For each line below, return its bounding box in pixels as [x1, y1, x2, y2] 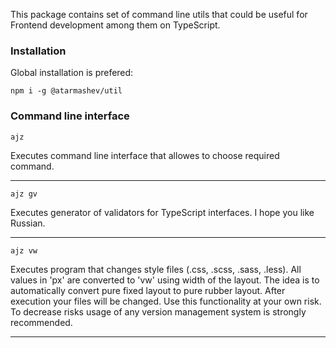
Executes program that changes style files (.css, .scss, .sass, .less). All [10, 263, 302, 275]
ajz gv [10, 189, 38, 199]
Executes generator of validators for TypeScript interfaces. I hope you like [10, 206, 315, 218]
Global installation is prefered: [10, 67, 134, 79]
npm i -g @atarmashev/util [10, 86, 123, 96]
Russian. [10, 217, 46, 229]
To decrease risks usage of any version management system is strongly [10, 305, 307, 318]
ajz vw [10, 245, 38, 256]
